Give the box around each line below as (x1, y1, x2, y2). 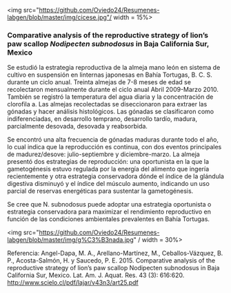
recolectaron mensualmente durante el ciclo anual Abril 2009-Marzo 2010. (7, 86, 219, 94)
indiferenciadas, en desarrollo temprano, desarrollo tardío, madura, (7, 115, 198, 123)
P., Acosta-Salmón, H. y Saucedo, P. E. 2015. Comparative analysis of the (7, 256, 216, 265)
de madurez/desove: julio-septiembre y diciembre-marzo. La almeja (7, 150, 200, 158)
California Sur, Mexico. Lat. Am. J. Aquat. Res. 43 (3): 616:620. (7, 271, 185, 279)
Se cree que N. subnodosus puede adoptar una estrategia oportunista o (7, 200, 212, 209)
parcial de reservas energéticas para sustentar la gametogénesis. (7, 187, 194, 196)
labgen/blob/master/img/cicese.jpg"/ (7, 13, 112, 21)
